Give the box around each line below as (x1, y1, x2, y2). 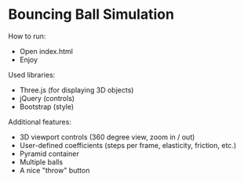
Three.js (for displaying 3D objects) (19, 85, 134, 95)
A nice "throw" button (19, 165, 90, 175)
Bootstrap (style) (19, 102, 75, 111)
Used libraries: (8, 70, 56, 79)
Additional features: (8, 117, 72, 126)
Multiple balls (19, 157, 64, 166)
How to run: (8, 31, 46, 41)
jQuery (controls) (19, 93, 75, 103)
